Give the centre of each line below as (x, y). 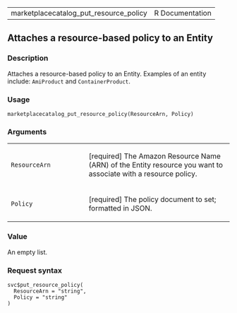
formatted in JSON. (121, 208)
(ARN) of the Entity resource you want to (156, 165)
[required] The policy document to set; (152, 199)
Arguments (27, 131)
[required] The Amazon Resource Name (154, 156)
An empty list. (28, 252)
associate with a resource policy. (143, 174)
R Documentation (183, 13)
